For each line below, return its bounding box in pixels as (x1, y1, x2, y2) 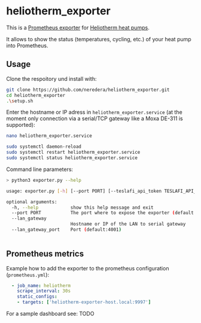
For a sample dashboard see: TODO (6, 310, 95, 318)
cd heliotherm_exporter (6, 92, 66, 98)
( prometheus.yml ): (6, 271, 50, 278)
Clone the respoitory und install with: (6, 75, 97, 82)
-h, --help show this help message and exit (11, 205, 154, 211)
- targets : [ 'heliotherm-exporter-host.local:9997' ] (17, 299, 151, 306)
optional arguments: (6, 199, 58, 205)
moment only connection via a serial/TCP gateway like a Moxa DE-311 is (6, 115, 184, 122)
